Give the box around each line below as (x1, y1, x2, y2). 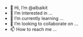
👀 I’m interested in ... (10, 10, 53, 16)
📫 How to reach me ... (10, 26, 57, 32)
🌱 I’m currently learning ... (10, 15, 64, 21)
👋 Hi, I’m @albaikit (10, 5, 48, 10)
